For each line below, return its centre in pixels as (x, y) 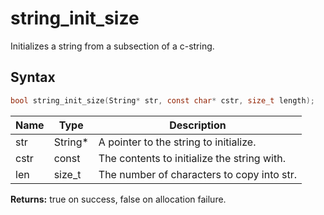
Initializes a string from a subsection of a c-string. (112, 46)
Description (198, 125)
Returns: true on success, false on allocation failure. (118, 199)
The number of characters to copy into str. (198, 174)
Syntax (33, 77)
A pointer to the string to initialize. (177, 142)
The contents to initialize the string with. (192, 158)
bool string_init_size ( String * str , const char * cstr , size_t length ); (162, 100)
